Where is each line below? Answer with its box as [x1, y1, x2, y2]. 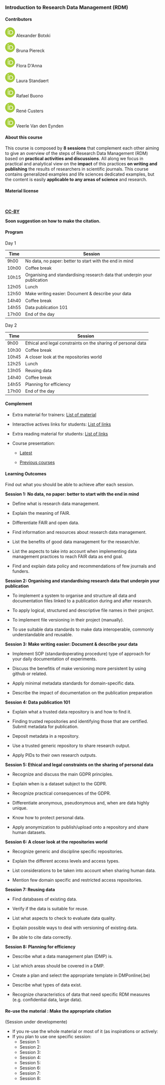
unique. [12, 805, 28, 811]
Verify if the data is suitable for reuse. [12, 906, 88, 912]
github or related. [12, 671, 48, 677]
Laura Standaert [16, 78, 49, 84]
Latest [19, 450, 32, 456]
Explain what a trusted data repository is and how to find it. [12, 709, 132, 715]
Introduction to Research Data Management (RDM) [5, 4, 129, 11]
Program [5, 229, 24, 235]
